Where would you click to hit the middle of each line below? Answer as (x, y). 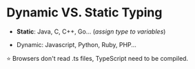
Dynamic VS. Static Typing (84, 13)
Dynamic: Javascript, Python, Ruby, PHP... (76, 44)
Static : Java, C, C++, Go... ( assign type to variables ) (91, 31)
